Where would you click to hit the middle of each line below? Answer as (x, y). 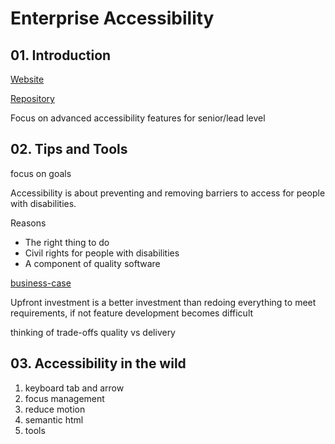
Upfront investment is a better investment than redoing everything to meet (163, 302)
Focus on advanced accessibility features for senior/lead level (138, 118)
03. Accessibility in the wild (98, 363)
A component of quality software (92, 263)
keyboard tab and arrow (74, 388)
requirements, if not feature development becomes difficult (132, 313)
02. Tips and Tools (69, 149)
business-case (41, 283)
